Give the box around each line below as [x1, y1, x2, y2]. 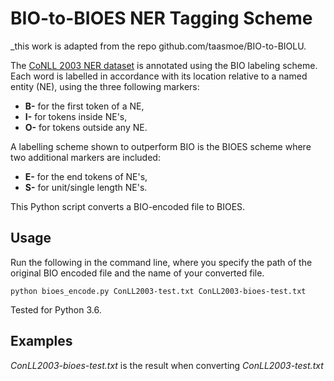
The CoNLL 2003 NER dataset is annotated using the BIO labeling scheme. [10, 59, 318, 71]
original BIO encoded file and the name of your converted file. [10, 267, 265, 279]
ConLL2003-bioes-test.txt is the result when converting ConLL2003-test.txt [10, 359, 324, 371]
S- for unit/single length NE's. [24, 181, 148, 193]
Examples [10, 333, 73, 350]
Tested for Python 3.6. [10, 303, 102, 316]
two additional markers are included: [10, 151, 161, 163]
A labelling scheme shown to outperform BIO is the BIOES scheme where [10, 140, 312, 152]
